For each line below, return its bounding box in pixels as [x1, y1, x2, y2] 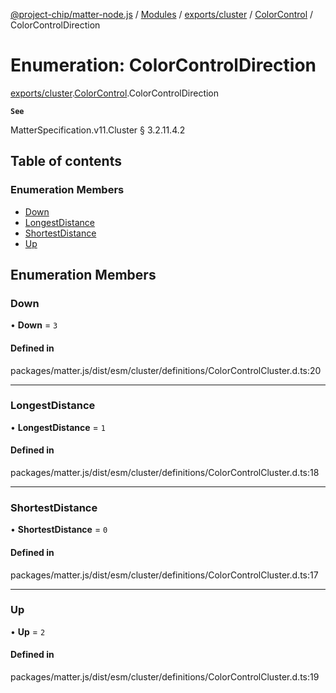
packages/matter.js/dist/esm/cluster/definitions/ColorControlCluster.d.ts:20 [10, 364, 322, 376]
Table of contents [10, 153, 122, 170]
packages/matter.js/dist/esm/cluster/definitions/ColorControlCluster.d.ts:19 [10, 671, 320, 683]
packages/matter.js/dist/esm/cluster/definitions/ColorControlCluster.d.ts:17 [10, 569, 319, 581]
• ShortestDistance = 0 [10, 524, 108, 536]
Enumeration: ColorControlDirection [10, 54, 317, 77]
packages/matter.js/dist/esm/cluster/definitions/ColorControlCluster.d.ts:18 [10, 467, 320, 479]
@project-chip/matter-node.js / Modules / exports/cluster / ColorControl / [10, 9, 314, 20]
